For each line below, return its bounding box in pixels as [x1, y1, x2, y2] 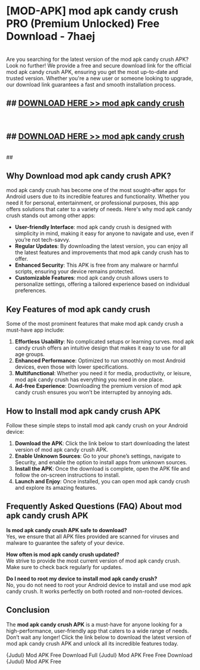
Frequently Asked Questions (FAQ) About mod [6, 501, 182, 511]
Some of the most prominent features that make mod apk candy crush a [6, 320, 183, 328]
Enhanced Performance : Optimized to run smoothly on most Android [14, 357, 186, 365]
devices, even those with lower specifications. [14, 363, 129, 370]
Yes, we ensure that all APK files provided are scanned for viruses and [6, 533, 179, 540]
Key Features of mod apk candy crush [6, 304, 150, 314]
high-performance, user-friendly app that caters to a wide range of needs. [6, 627, 189, 634]
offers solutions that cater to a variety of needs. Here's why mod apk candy [6, 206, 192, 213]
